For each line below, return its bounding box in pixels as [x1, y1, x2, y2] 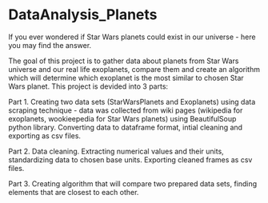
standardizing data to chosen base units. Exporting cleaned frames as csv [8, 154, 253, 165]
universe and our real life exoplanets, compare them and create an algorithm [8, 64, 260, 74]
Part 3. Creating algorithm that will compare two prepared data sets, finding [8, 178, 258, 189]
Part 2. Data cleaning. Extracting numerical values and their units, [8, 146, 224, 156]
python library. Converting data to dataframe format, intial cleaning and [8, 122, 242, 132]
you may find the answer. [8, 40, 92, 50]
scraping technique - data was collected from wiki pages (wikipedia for [8, 105, 243, 115]
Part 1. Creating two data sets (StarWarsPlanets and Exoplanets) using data [8, 97, 256, 106]
